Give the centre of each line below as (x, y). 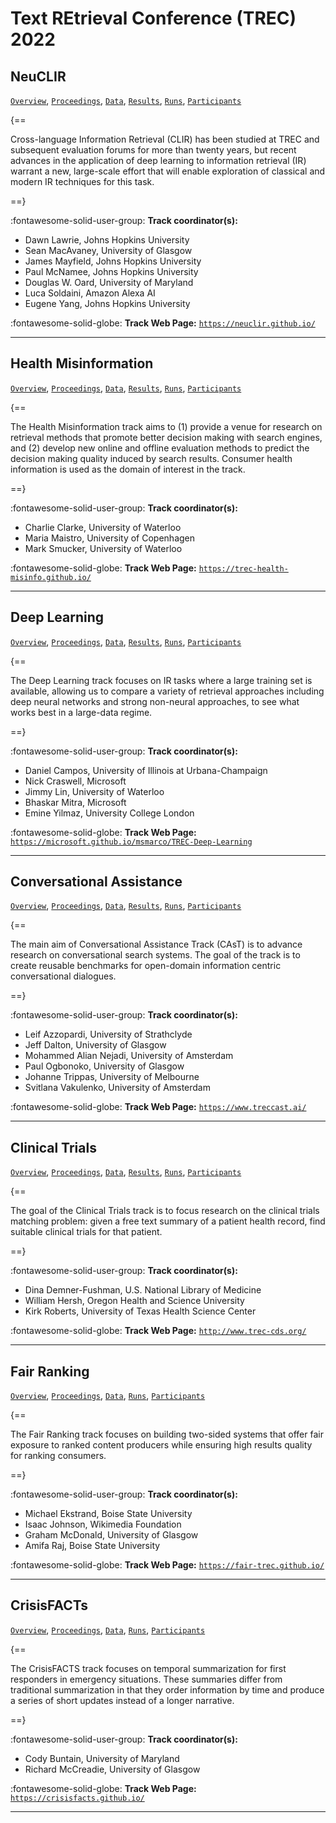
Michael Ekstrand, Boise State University (108, 1514)
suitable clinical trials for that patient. (86, 1232)
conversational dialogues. (63, 976)
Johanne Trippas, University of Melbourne (112, 1077)
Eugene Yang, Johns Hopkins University (107, 303)
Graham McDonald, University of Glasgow (111, 1535)
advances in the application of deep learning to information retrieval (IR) (158, 160)
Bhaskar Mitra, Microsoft (75, 802)
